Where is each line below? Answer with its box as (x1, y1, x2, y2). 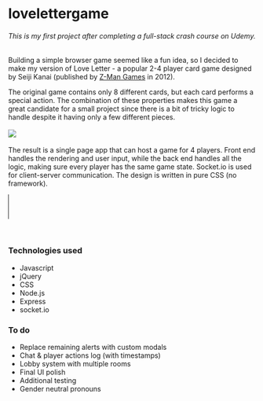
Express (19, 296, 46, 306)
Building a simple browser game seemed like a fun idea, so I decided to (8, 56, 239, 65)
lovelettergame (8, 5, 109, 23)
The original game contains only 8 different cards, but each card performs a (8, 87, 254, 97)
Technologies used (8, 245, 82, 256)
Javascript (19, 263, 54, 272)
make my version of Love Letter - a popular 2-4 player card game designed (8, 64, 253, 73)
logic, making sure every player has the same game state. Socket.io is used (8, 162, 252, 171)
